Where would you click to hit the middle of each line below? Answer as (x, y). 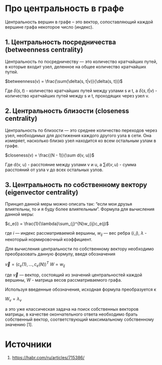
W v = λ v (13, 299)
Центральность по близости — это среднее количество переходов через (81, 130)
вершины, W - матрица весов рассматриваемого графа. (64, 280)
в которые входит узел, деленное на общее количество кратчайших (76, 66)
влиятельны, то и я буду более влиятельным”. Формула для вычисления (80, 209)
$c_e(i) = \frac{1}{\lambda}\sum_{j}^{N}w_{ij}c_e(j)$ (57, 224)
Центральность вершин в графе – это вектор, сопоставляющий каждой (79, 22)
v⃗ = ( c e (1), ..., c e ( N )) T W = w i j (35, 264)
